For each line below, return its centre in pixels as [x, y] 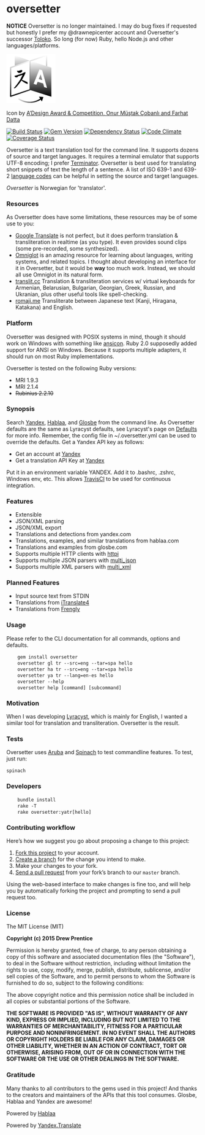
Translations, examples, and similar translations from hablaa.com [97, 541]
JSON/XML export [38, 528]
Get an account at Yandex [48, 454]
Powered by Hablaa [31, 1113]
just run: [17, 759]
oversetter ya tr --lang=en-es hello [65, 675]
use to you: [20, 224]
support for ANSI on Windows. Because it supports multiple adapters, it [96, 349]
